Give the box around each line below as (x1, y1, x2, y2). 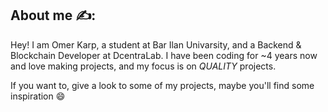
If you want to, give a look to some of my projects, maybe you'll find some (10, 79, 315, 91)
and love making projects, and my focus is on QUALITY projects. (10, 60, 277, 72)
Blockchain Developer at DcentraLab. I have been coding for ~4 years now (10, 49, 318, 61)
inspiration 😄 (10, 90, 66, 102)
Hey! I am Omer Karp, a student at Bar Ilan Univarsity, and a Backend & (10, 38, 302, 51)
